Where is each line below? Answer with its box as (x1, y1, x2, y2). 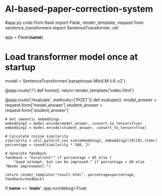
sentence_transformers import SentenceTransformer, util (5, 24, 119, 30)
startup (5, 62, 36, 73)
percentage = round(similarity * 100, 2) (5, 142, 90, 147)
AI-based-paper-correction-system (5, 3, 153, 15)
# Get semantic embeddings (5, 116, 60, 122)
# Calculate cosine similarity (5, 133, 69, 139)
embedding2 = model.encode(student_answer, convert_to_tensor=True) (5, 125, 147, 130)
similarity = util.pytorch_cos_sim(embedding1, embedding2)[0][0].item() (5, 138, 158, 143)
